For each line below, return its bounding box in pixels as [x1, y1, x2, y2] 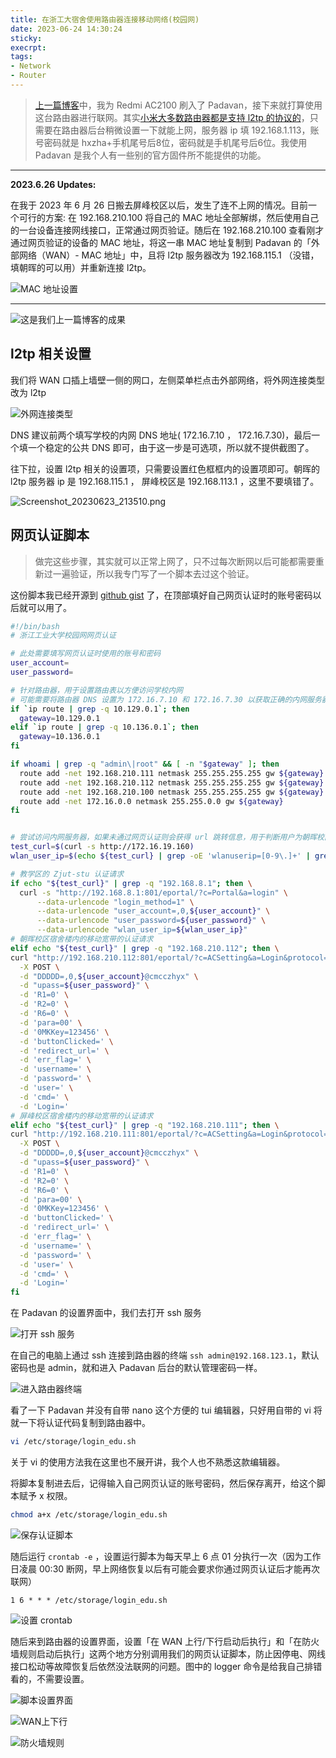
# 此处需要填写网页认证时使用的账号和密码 [10, 649, 162, 659]
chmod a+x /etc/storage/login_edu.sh [10, 1510, 168, 1520]
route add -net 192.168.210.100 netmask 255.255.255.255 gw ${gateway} [19, 787, 325, 797]
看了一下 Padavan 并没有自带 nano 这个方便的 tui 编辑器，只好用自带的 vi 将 [10, 1404, 323, 1416]
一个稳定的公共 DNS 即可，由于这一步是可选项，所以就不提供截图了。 [27, 441, 315, 453]
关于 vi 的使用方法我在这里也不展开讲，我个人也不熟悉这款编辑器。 [10, 1456, 286, 1468]
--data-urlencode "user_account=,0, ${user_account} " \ [36, 906, 271, 916]
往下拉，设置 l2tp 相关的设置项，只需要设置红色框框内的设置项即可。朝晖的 [10, 462, 320, 475]
